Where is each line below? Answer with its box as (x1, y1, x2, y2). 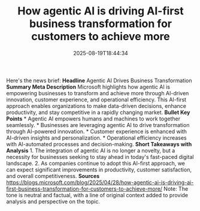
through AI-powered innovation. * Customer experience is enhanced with (6, 128, 187, 135)
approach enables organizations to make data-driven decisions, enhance (6, 102, 187, 109)
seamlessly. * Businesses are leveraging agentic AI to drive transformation (6, 121, 190, 128)
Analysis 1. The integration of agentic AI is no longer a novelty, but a (6, 147, 175, 154)
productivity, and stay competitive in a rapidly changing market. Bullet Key (6, 108, 190, 116)
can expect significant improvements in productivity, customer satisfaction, (6, 166, 192, 173)
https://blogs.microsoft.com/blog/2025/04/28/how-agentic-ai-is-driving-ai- (6, 179, 194, 186)
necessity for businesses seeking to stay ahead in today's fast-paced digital (6, 153, 194, 160)
